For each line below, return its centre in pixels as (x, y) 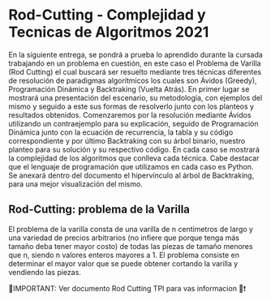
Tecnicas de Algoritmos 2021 (109, 32)
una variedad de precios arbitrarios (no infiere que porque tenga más (124, 238)
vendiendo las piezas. (45, 272)
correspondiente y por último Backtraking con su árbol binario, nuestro (127, 140)
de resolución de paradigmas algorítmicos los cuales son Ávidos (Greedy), (133, 80)
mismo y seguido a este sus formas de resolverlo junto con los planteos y (131, 106)
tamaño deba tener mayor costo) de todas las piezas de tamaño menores (131, 246)
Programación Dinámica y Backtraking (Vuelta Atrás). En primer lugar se (129, 89)
